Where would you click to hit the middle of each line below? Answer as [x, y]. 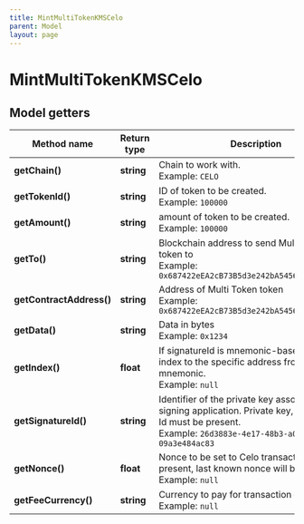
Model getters [50, 113]
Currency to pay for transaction [225, 495]
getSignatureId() [51, 421]
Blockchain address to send [217, 243]
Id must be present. [199, 422]
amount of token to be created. [224, 217]
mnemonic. [182, 374]
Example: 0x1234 [193, 336]
